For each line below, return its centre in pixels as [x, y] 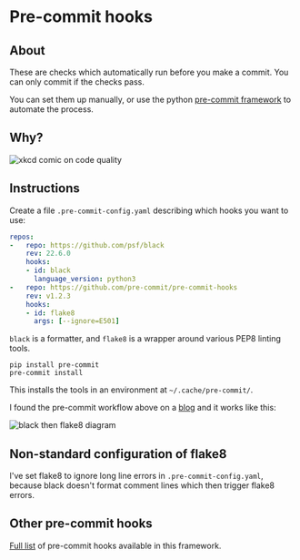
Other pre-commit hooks [81, 524]
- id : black [48, 270]
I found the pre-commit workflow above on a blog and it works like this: [143, 408]
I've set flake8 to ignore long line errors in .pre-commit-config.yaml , [136, 476]
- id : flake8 [50, 313]
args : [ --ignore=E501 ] [76, 321]
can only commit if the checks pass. [77, 82]
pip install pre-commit [55, 365]
